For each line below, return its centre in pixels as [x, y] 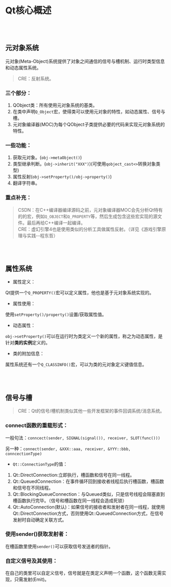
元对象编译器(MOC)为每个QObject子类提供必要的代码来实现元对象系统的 [89, 125]
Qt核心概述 [29, 11]
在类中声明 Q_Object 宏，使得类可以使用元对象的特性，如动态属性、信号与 [89, 112]
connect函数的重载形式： [37, 426]
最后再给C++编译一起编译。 [56, 222]
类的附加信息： [28, 354]
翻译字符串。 [26, 183]
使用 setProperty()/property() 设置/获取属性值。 [56, 315]
